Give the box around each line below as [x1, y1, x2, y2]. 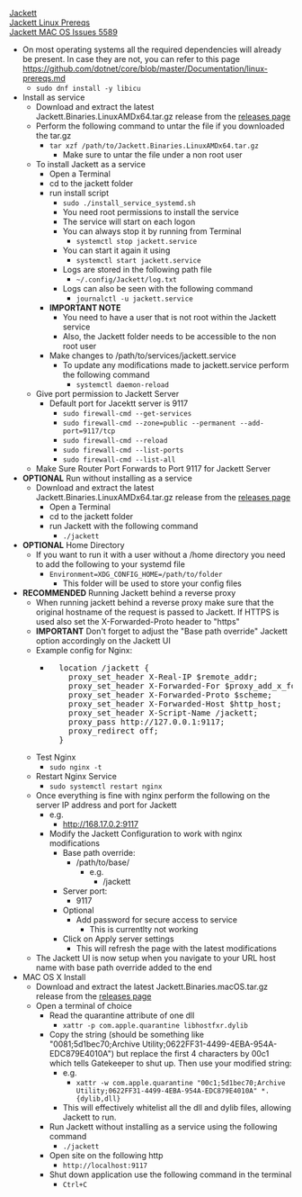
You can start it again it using [62, 245, 171, 256]
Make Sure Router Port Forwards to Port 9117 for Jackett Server [35, 463, 271, 473]
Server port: [62, 886, 108, 896]
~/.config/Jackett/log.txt [75, 275, 177, 284]
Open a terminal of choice [35, 1001, 132, 1011]
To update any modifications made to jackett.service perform [62, 360, 289, 370]
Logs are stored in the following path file [62, 265, 213, 274]
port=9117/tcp [62, 427, 116, 436]
